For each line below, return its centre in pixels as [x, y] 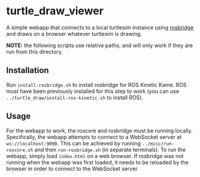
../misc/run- [158, 144]
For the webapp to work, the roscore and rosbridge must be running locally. [99, 131]
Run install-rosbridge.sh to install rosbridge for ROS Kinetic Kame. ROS [96, 85]
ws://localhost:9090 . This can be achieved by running [74, 143]
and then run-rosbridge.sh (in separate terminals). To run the [110, 150]
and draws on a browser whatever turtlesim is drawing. [74, 33]
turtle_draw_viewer [55, 11]
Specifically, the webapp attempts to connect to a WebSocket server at [94, 137]
